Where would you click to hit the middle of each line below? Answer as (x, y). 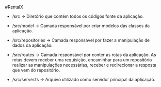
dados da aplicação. (32, 45)
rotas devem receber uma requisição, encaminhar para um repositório (82, 60)
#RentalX (14, 7)
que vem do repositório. (36, 70)
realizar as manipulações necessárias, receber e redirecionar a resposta (84, 65)
